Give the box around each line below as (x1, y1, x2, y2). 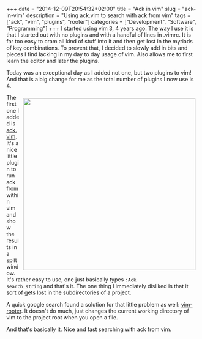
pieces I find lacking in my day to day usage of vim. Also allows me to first (6, 51, 193, 58)
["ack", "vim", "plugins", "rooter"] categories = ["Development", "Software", (6, 18, 196, 25)
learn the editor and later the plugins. (6, 58, 100, 64)
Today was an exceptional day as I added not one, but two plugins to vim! (6, 69, 192, 76)
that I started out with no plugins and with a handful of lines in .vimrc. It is (6, 31, 192, 39)
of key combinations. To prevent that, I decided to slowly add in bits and (6, 44, 188, 51)
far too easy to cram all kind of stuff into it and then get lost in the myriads (6, 38, 193, 45)
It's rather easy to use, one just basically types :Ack (6, 276, 137, 283)
